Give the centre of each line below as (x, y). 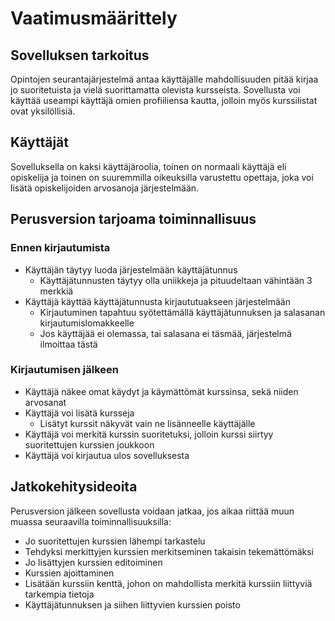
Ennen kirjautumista (60, 248)
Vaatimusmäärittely (94, 18)
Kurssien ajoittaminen (69, 573)
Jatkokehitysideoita (74, 487)
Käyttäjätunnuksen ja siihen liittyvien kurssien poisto (132, 604)
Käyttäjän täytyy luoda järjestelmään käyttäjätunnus (131, 269)
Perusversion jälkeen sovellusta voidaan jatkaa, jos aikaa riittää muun (152, 511)
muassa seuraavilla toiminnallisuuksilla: (91, 521)
